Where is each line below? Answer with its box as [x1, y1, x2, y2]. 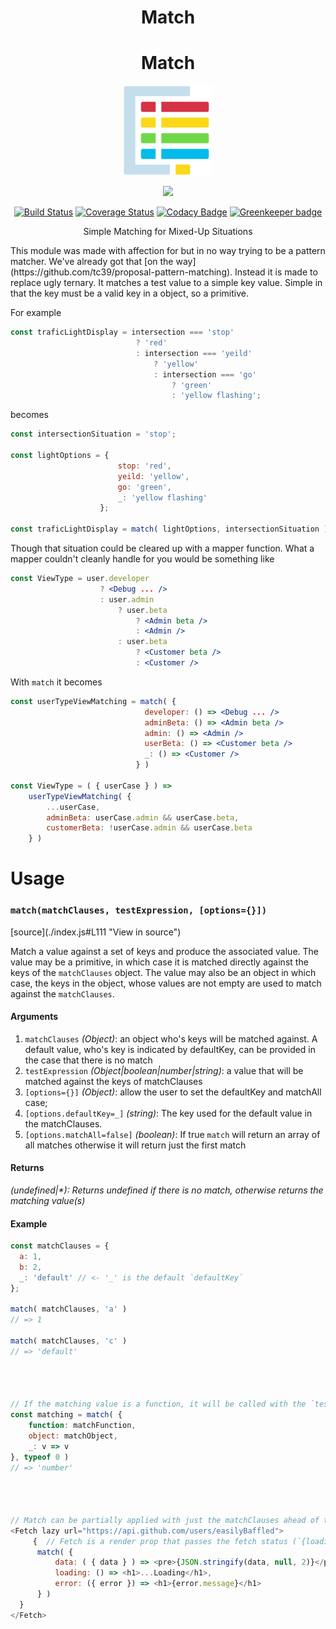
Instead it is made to [234, 266, 318, 278]
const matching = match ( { [10, 1410, 123, 1420]
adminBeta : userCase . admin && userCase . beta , [46, 812, 240, 823]
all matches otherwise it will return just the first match [24, 1139, 247, 1151]
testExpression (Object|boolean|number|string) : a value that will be [24, 1064, 304, 1076]
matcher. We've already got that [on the [10, 256, 174, 268]
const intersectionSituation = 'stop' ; [10, 429, 177, 440]
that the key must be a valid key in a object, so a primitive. [10, 287, 249, 300]
